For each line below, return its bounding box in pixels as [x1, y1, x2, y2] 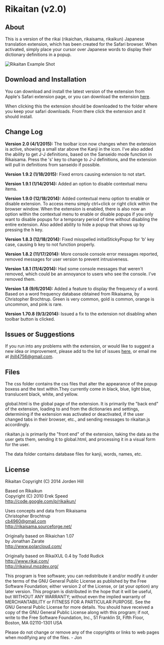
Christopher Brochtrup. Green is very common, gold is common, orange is [5, 296, 155, 302]
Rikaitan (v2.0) [5, 3, 67, 15]
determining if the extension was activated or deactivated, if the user [5, 411, 144, 417]
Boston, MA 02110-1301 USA [5, 620, 63, 626]
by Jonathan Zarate [5, 538, 45, 544]
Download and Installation [5, 75, 87, 84]
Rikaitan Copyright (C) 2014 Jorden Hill [5, 479, 84, 484]
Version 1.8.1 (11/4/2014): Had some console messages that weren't [5, 266, 143, 271]
